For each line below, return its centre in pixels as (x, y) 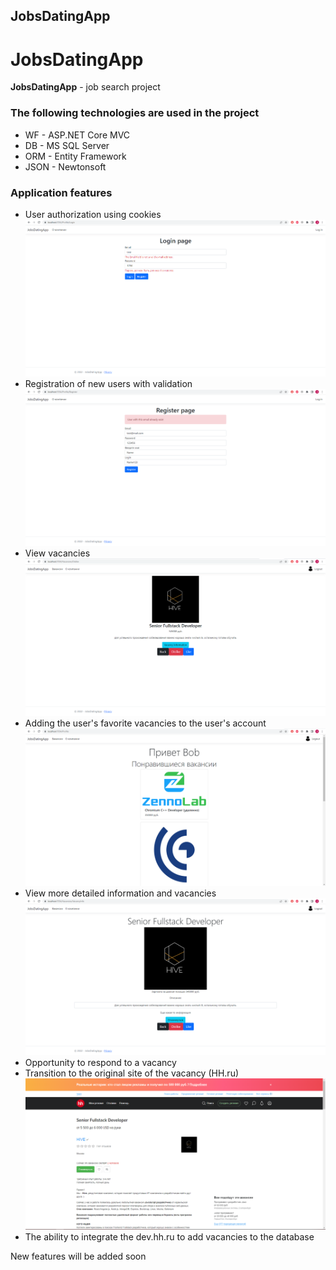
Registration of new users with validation (108, 384)
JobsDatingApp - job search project (85, 87)
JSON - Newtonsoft (65, 166)
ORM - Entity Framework (75, 156)
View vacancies (57, 553)
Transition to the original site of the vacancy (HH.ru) (132, 1073)
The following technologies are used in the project (135, 113)
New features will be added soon (78, 1256)
